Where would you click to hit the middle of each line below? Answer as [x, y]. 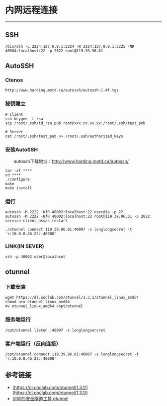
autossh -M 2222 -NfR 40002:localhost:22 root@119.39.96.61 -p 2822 [78, 217]
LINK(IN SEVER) [25, 246]
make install [19, 188]
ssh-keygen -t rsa [24, 119]
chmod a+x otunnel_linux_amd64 [38, 302]
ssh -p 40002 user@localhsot [35, 256]
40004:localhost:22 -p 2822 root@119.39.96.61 [54, 51]
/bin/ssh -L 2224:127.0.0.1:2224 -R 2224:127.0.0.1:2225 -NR [70, 46]
